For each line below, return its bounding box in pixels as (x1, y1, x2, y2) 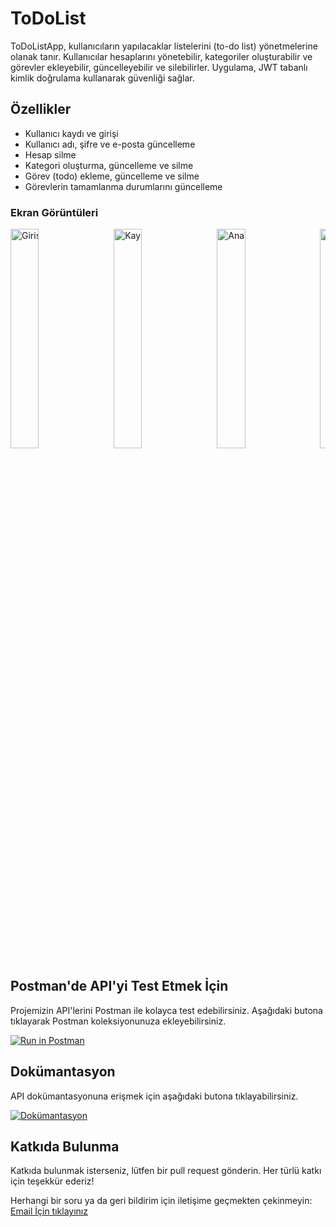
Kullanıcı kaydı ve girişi (24, 127, 119, 139)
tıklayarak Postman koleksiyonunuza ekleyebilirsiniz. (10, 1015, 227, 1027)
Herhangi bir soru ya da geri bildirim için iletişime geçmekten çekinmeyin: (10, 1195, 313, 1207)
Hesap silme (24, 148, 77, 161)
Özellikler (10, 101, 72, 118)
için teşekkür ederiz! (10, 1175, 95, 1187)
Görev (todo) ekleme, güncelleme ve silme (24, 170, 200, 182)
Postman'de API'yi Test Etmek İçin (10, 978, 229, 995)
